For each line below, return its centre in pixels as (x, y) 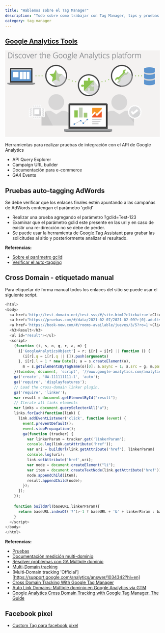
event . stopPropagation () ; (49, 429)
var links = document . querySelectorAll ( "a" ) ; (61, 408)
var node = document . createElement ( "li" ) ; (71, 465)
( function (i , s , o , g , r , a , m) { (50, 346)
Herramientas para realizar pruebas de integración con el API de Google (78, 145)
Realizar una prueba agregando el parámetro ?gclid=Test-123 (74, 217)
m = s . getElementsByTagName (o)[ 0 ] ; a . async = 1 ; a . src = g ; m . (89, 367)
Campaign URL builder (35, 165)
